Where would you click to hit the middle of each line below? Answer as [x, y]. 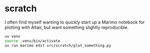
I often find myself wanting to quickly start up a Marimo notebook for [75, 22]
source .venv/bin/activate [32, 41]
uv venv [13, 36]
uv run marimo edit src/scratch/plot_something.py [58, 45]
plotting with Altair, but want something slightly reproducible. [67, 27]
